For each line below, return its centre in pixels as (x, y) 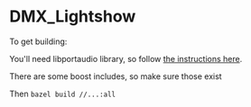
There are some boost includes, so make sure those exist (116, 76)
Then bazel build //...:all (63, 94)
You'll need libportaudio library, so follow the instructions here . (126, 58)
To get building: (38, 41)
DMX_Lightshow (73, 17)
